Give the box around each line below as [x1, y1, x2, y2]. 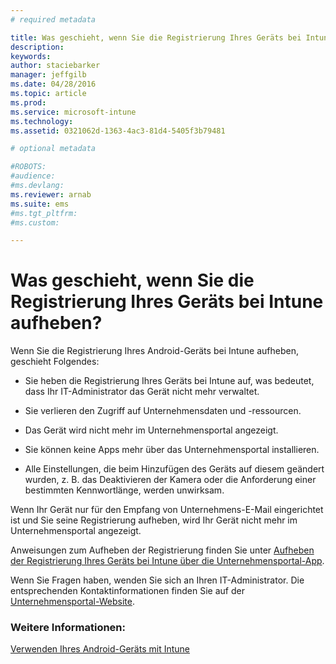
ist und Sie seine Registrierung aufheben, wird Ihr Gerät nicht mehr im [10, 514, 298, 526]
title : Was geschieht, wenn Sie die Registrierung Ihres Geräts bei [10, 32, 302, 43]
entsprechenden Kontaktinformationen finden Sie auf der [10, 585, 245, 597]
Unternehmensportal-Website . [10, 596, 135, 608]
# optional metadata [10, 144, 97, 154]
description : [10, 42, 65, 52]
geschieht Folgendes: [10, 356, 100, 368]
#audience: [10, 171, 56, 181]
